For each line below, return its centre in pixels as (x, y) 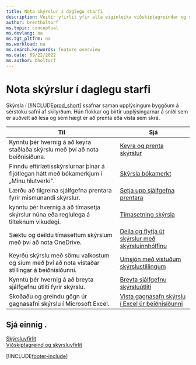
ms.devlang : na (24, 33)
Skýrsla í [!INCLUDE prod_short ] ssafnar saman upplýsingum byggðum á (92, 105)
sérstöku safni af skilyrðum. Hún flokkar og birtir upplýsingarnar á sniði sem (97, 112)
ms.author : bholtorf (31, 60)
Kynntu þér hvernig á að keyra (50, 142)
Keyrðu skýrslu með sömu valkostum (59, 256)
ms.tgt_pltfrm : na (28, 39)
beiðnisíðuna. (27, 157)
